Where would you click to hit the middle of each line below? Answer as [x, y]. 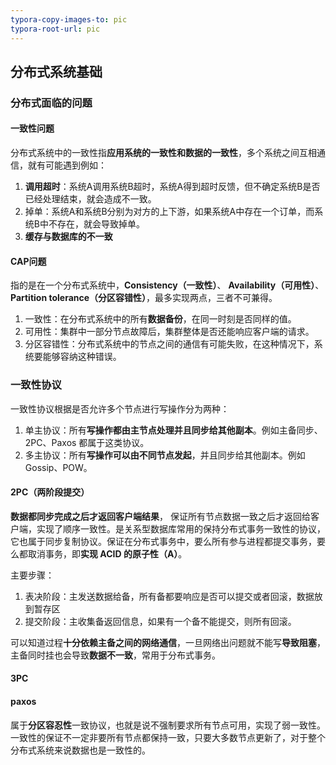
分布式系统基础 [56, 71]
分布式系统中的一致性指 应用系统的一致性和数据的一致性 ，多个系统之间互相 [163, 153]
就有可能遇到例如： [67, 165]
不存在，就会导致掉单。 [96, 224]
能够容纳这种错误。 [82, 357]
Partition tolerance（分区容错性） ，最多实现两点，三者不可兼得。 [144, 298]
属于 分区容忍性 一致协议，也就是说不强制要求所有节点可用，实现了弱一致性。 [168, 725]
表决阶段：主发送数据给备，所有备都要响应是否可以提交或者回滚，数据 [169, 596]
